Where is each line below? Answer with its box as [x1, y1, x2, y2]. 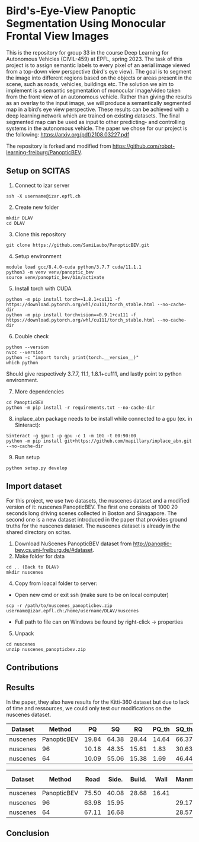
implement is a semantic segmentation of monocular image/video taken [6, 87, 181, 94]
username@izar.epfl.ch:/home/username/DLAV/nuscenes [6, 608, 139, 614]
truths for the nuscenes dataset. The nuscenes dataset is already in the [6, 522, 181, 529]
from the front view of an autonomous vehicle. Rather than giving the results [6, 93, 192, 100]
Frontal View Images [6, 30, 110, 43]
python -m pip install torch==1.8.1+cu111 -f [6, 296, 120, 302]
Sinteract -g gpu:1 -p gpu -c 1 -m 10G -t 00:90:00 [6, 433, 136, 439]
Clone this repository [14, 230, 66, 238]
